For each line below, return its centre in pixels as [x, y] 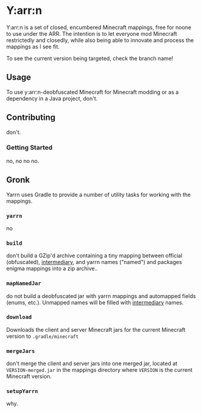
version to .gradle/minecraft [42, 336]
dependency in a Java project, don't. [52, 98]
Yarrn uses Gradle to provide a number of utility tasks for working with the [99, 194]
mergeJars [21, 351]
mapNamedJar [24, 283]
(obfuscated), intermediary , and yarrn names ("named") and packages [94, 262]
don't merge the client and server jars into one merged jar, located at [92, 363]
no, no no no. [23, 160]
